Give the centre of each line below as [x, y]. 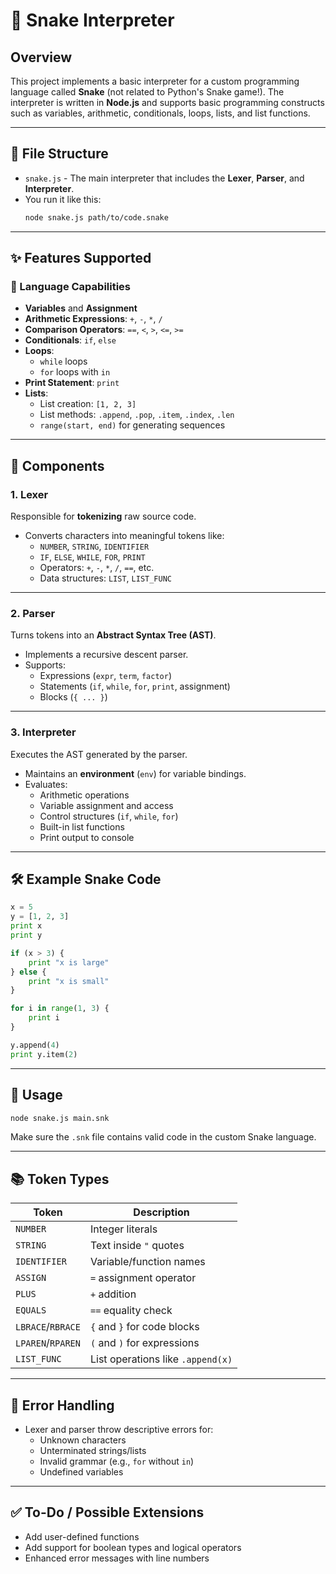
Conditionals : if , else [70, 340]
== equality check [131, 1311]
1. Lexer [29, 494]
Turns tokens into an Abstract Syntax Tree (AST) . [113, 635]
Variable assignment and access [106, 805]
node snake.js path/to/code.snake [96, 217]
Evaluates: [46, 784]
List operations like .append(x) [161, 1359]
